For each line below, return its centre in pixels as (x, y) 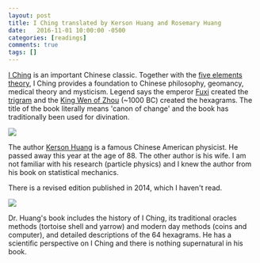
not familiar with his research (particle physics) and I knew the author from (130, 164)
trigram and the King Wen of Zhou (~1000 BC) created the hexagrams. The (130, 100)
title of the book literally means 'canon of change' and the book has (119, 109)
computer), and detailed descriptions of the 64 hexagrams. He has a (120, 235)
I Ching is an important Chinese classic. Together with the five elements (126, 75)
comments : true (33, 45)
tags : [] (23, 52)
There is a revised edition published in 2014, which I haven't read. (115, 188)
